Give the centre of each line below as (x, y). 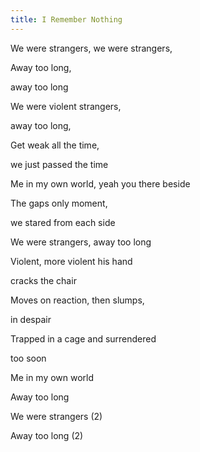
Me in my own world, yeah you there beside (100, 183)
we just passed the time (59, 164)
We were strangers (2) (56, 416)
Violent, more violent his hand (71, 261)
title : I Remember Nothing (66, 19)
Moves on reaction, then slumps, (77, 300)
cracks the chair (43, 280)
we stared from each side (63, 222)
